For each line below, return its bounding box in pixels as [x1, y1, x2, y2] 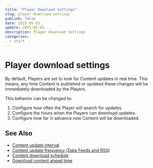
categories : [5, 34, 29, 39]
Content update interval [12, 142, 60, 148]
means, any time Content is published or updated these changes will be [5, 81, 148, 86]
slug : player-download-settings [5, 12, 70, 17]
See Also [5, 129, 33, 137]
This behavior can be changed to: [5, 95, 72, 101]
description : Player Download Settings [5, 30, 86, 34]
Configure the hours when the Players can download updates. [12, 110, 136, 116]
